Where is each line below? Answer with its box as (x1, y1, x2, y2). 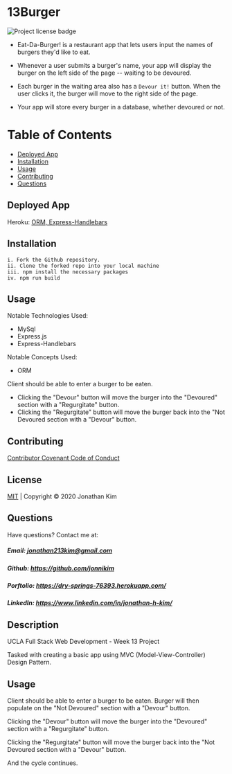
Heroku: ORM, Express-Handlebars (7, 217, 108, 226)
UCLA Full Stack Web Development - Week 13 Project (7, 638, 160, 646)
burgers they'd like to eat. (17, 48, 91, 56)
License (7, 474, 42, 485)
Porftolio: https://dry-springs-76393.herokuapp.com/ (7, 582, 167, 590)
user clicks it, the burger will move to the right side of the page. (17, 89, 199, 98)
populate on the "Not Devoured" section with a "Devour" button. (7, 704, 190, 712)
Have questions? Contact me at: (7, 530, 99, 539)
